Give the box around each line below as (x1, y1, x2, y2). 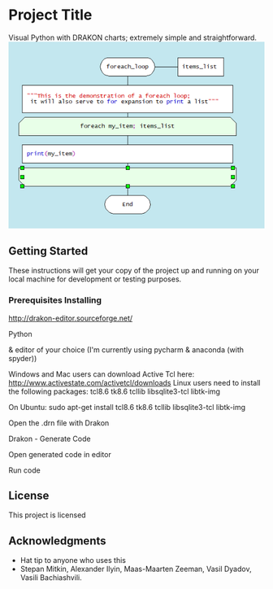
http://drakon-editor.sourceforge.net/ (8, 313, 133, 323)
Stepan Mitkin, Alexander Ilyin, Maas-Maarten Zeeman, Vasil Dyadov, (19, 564, 252, 574)
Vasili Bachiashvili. (19, 573, 83, 582)
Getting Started (8, 244, 89, 258)
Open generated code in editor (8, 449, 111, 459)
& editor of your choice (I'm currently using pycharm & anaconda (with (8, 344, 244, 355)
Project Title (8, 6, 93, 24)
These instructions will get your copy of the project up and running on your (8, 266, 260, 276)
